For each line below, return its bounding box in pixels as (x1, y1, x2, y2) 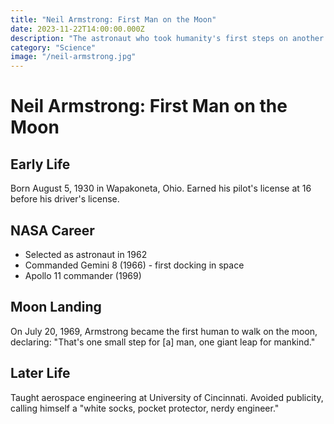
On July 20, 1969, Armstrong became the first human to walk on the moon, (10, 325, 318, 337)
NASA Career (10, 222, 95, 239)
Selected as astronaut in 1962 (24, 248, 148, 260)
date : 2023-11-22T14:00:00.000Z (10, 24, 145, 34)
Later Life (10, 365, 71, 382)
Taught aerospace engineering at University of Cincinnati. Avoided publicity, (10, 391, 324, 403)
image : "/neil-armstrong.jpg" (10, 52, 137, 62)
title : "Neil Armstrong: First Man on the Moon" (10, 14, 217, 25)
